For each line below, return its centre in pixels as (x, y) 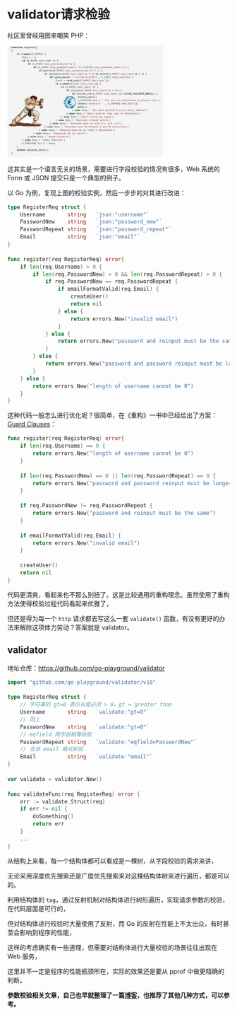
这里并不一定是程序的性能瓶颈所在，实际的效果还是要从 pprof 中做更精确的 (116, 971)
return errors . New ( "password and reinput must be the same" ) (124, 514)
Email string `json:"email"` (80, 237)
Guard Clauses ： (32, 424)
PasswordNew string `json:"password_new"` (91, 222)
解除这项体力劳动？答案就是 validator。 (76, 627)
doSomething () (53, 817)
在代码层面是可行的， (38, 908)
